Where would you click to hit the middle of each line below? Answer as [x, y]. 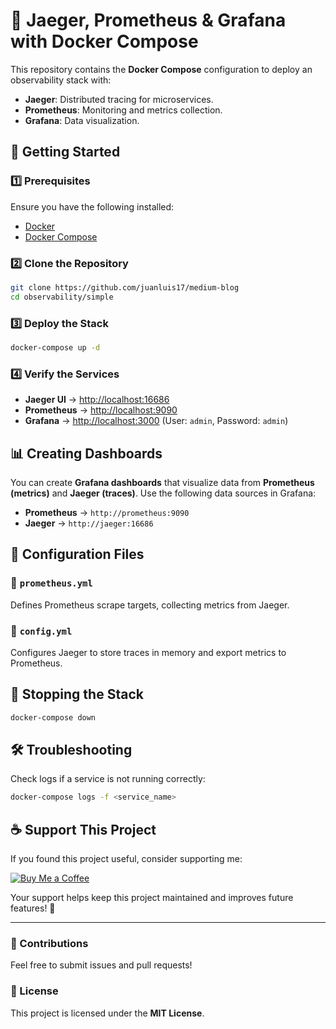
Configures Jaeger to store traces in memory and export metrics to [148, 652]
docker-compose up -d [55, 347]
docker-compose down [53, 717]
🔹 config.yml [41, 631]
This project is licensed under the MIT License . [107, 1013]
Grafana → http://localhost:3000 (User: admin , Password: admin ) [156, 421]
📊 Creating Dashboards [86, 453]
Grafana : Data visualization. [82, 120]
